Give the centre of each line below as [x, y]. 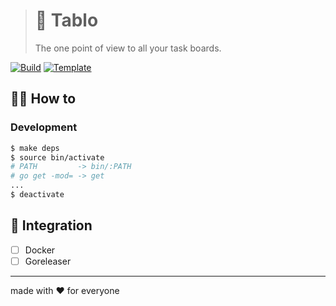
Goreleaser [48, 261]
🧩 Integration [51, 225]
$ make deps [35, 148]
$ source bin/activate [57, 157]
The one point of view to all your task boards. [128, 48]
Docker [40, 250]
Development [44, 127]
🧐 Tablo [66, 20]
